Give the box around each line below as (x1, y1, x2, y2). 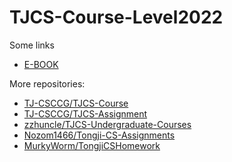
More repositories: (9, 77, 86, 90)
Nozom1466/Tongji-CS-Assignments (23, 129, 176, 141)
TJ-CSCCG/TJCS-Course (23, 97, 129, 109)
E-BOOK (23, 58, 59, 70)
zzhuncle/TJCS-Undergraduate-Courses (23, 118, 192, 130)
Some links (9, 39, 55, 51)
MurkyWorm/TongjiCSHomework (23, 139, 161, 151)
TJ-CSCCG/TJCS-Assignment (23, 107, 148, 120)
